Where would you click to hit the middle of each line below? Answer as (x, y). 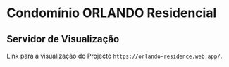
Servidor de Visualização (63, 39)
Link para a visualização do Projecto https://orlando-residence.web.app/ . (114, 56)
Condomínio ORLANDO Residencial (112, 13)
